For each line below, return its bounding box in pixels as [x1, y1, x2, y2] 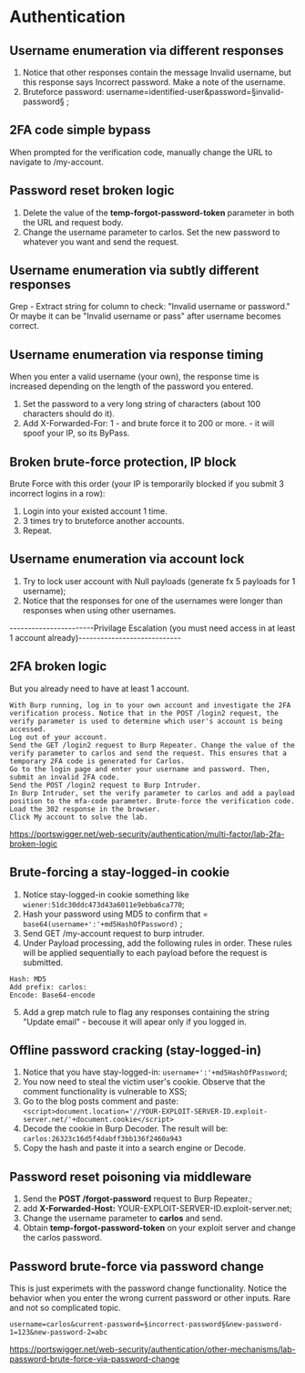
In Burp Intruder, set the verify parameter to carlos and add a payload [9, 788, 296, 798]
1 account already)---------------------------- [9, 632, 182, 643]
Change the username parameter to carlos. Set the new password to [22, 226, 280, 237]
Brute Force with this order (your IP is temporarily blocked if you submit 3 [9, 478, 285, 489]
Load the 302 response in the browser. [9, 804, 161, 813]
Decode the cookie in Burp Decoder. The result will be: [22, 1123, 229, 1134]
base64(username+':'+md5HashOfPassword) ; [22, 917, 184, 928]
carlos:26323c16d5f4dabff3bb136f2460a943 [22, 1135, 182, 1144]
